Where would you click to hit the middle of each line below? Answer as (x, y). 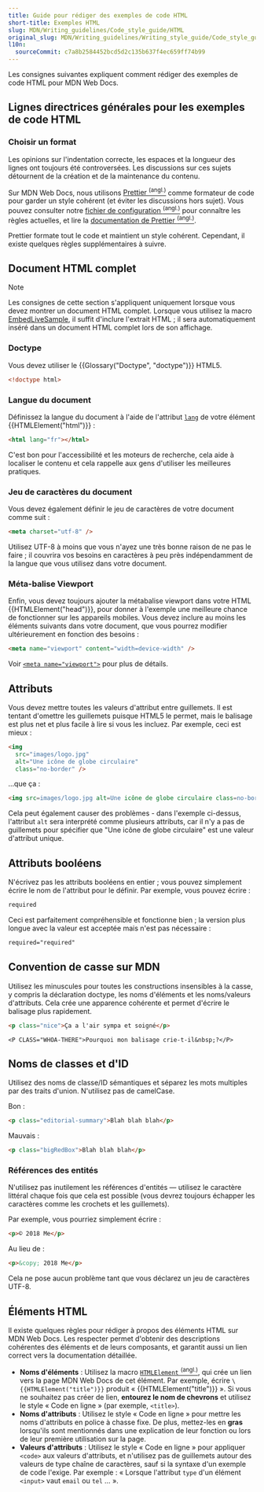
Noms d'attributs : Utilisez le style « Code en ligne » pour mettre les (130, 1413)
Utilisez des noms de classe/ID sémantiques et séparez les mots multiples (128, 1083)
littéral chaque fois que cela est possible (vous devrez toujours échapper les (132, 1195)
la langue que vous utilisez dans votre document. (88, 563)
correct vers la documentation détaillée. (73, 1356)
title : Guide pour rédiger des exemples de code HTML (98, 15)
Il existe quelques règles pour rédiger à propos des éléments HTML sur (123, 1331)
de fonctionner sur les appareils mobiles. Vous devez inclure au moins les (127, 617)
